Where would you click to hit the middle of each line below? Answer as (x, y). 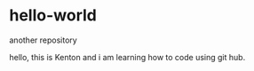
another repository (43, 40)
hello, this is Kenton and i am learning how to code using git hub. (127, 57)
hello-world (53, 16)
